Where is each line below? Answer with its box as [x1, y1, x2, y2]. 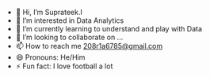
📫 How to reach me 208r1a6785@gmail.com [15, 42, 163, 50]
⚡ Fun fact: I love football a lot [15, 61, 113, 71]
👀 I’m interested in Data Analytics [15, 16, 124, 25]
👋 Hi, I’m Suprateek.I [15, 8, 83, 16]
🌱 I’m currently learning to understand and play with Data [15, 24, 203, 33]
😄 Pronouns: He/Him [15, 53, 86, 62]
